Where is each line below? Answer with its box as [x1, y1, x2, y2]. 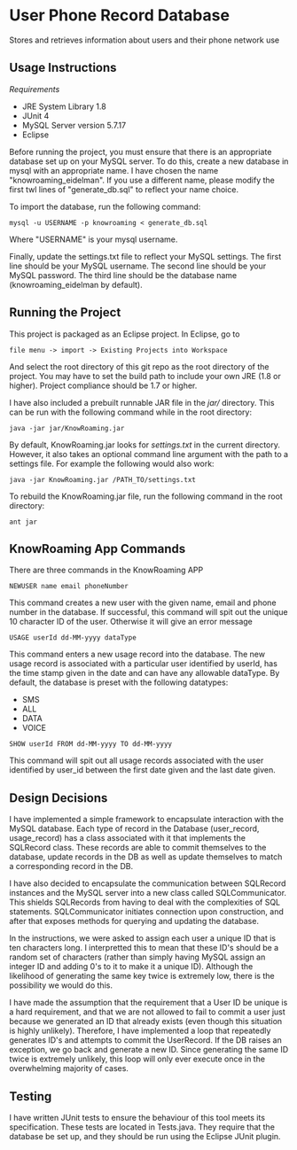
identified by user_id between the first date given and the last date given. [9, 765, 277, 775]
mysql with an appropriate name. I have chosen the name [9, 165, 219, 175]
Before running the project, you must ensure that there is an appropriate [9, 146, 272, 157]
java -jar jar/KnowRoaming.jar [9, 423, 125, 432]
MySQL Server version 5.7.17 [21, 120, 127, 130]
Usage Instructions [9, 60, 117, 75]
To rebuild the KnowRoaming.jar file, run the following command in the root [9, 491, 284, 501]
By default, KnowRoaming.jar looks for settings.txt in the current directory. [9, 439, 281, 450]
